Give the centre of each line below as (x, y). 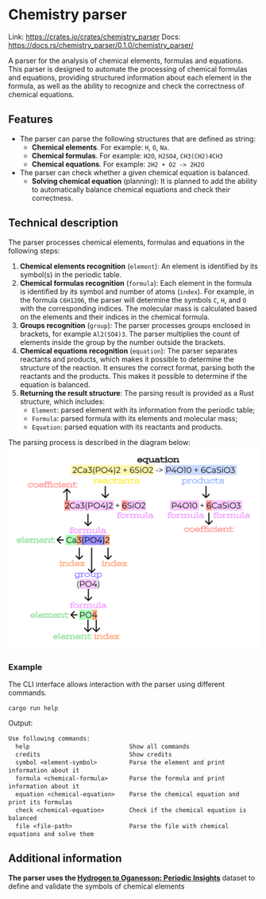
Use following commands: (49, 738)
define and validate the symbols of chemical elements (96, 886)
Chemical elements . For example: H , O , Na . (100, 147)
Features (31, 120)
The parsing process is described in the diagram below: (99, 442)
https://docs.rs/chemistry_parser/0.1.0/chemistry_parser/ (101, 45)
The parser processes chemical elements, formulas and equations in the (126, 242)
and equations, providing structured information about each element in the (130, 77)
